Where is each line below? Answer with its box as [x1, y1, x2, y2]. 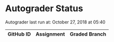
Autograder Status [5, 3, 83, 14]
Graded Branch [69, 30, 107, 37]
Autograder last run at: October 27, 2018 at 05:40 [5, 19, 106, 25]
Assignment [35, 30, 65, 37]
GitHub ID [7, 30, 31, 37]
